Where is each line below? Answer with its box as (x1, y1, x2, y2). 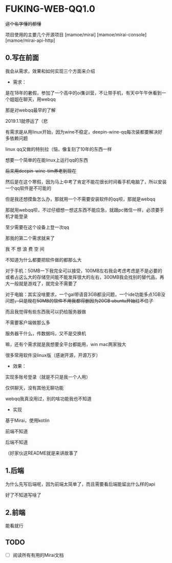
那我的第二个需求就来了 (5, 235, 55, 241)
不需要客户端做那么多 (5, 319, 50, 326)
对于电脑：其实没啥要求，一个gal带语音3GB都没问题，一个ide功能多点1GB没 (5, 291, 165, 297)
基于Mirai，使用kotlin (5, 417, 50, 423)
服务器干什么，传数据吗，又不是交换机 (5, 330, 86, 336)
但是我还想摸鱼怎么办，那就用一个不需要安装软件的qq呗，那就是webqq (5, 196, 156, 202)
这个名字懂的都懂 (5, 20, 41, 27)
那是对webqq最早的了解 (5, 107, 56, 113)
